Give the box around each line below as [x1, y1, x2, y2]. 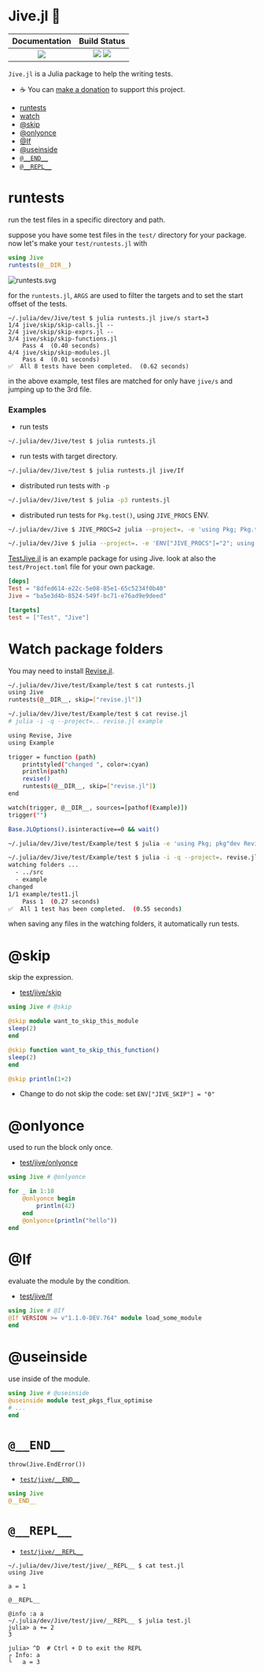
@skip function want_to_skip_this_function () [8, 1046, 159, 1054]
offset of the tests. [8, 299, 68, 308]
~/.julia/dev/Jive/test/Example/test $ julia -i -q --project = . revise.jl [8, 853, 258, 862]
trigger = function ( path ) [8, 753, 97, 761]
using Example [8, 738, 55, 746]
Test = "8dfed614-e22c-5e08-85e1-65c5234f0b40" [8, 585, 167, 593]
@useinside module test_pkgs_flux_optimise [8, 1396, 153, 1405]
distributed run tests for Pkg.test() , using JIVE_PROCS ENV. [19, 510, 210, 520]
